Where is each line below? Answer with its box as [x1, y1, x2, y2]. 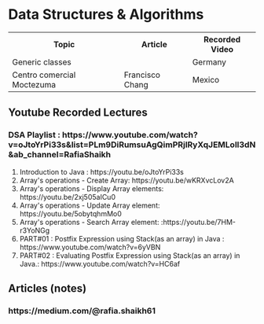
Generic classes [12, 57, 72, 68]
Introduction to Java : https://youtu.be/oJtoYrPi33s [19, 167, 185, 176]
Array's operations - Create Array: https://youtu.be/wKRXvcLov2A [19, 175, 234, 185]
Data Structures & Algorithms [8, 6, 204, 24]
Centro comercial [12, 69, 76, 80]
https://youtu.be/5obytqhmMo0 [19, 208, 122, 218]
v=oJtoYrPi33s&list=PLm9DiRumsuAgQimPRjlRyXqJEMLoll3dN [8, 139, 256, 150]
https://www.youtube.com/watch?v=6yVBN [19, 242, 161, 252]
